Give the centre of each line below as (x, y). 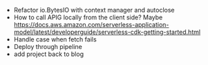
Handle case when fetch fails (55, 39)
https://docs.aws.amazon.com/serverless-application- (91, 25)
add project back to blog (49, 54)
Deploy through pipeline (48, 47)
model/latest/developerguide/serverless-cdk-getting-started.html (107, 32)
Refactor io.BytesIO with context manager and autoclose (94, 10)
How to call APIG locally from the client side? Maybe (88, 17)
